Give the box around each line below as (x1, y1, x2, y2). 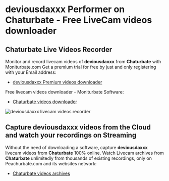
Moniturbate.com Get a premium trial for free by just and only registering (5, 64, 156, 70)
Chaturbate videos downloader (12, 99, 77, 105)
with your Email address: (5, 69, 57, 75)
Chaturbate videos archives (12, 170, 71, 176)
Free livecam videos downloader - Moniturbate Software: (5, 89, 124, 95)
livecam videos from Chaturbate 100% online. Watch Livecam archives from (5, 150, 164, 156)
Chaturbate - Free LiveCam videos (5, 14, 152, 26)
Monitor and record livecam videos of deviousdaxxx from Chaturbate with (5, 59, 161, 64)
